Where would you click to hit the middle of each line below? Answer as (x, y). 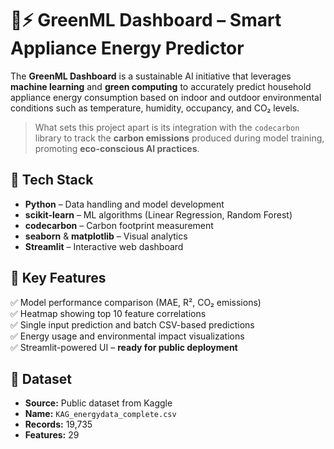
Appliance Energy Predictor (127, 48)
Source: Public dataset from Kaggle (98, 403)
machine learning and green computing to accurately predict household (161, 86)
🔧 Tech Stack (52, 180)
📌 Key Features (58, 278)
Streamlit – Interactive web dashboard (104, 246)
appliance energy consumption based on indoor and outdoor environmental (166, 97)
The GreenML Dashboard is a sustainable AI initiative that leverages (151, 76)
